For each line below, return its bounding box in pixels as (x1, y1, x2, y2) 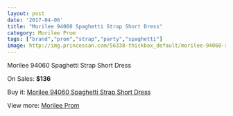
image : (7, 42, 26, 49)
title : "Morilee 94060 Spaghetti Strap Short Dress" (7, 23, 163, 30)
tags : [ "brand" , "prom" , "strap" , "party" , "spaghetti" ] (7, 36, 163, 43)
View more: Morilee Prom (7, 101, 80, 109)
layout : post (7, 10, 45, 17)
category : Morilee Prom (7, 29, 76, 37)
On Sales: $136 (7, 75, 51, 83)
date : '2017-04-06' (7, 17, 64, 23)
